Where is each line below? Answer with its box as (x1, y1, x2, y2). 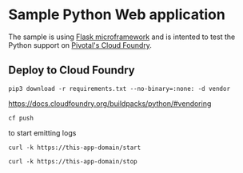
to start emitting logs (8, 128, 77, 137)
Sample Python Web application (8, 6, 225, 24)
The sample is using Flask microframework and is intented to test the (8, 32, 236, 41)
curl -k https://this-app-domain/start (8, 144, 141, 151)
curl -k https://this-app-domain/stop (8, 157, 137, 165)
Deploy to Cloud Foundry (8, 64, 135, 77)
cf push (8, 114, 34, 122)
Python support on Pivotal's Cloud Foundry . (8, 40, 152, 49)
